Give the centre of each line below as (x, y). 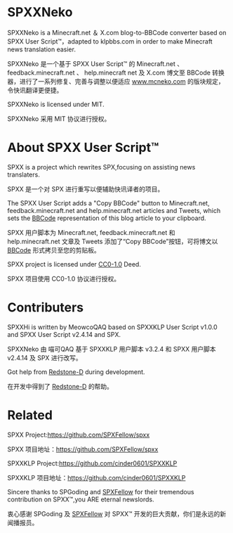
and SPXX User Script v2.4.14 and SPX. (64, 334)
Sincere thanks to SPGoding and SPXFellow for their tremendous (101, 492)
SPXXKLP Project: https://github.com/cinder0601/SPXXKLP (92, 463)
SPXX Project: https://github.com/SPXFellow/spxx (79, 435)
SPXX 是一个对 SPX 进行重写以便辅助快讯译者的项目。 (86, 189)
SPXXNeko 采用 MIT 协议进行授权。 (59, 118)
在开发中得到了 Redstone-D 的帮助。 (60, 386)
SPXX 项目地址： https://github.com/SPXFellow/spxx (83, 449)
